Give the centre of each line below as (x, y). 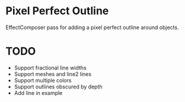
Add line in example (38, 93)
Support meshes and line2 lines (53, 74)
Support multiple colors (43, 80)
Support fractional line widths (50, 68)
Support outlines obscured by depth (58, 87)
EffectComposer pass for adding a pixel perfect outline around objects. (92, 27)
